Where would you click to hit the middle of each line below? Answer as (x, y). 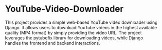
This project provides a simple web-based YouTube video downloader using (81, 22)
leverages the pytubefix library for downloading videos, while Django (74, 38)
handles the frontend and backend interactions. (53, 43)
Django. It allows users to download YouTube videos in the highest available (81, 27)
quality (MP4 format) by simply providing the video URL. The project (73, 33)
